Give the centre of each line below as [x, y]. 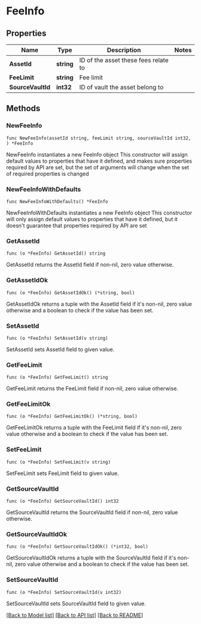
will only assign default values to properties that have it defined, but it [92, 219]
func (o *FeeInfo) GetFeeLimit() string [57, 377]
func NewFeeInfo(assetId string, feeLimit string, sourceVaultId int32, [99, 138]
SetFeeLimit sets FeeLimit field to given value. [63, 473]
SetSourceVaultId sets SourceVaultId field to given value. [76, 603]
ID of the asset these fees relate [124, 60]
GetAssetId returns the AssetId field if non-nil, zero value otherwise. [90, 265]
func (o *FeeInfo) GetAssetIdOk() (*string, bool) [71, 292]
